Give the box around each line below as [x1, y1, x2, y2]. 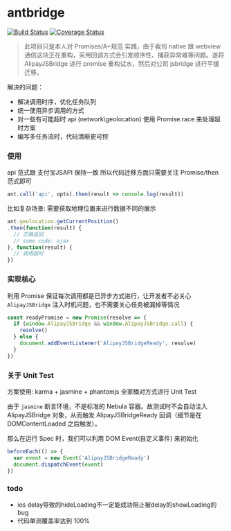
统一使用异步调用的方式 [17, 106, 84, 114]
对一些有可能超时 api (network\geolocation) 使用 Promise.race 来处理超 [17, 114, 221, 123]
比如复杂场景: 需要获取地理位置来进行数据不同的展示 [7, 204, 156, 213]
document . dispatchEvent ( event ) [13, 461, 104, 468]
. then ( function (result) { [7, 224, 82, 232]
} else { [13, 333, 39, 340]
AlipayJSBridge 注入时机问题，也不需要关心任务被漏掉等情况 [7, 300, 180, 308]
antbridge [7, 5, 65, 21]
